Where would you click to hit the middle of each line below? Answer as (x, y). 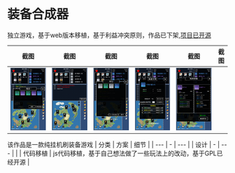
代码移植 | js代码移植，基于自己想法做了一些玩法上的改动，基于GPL (120, 153)
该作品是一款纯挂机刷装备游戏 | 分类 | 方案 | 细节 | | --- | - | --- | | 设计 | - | (114, 144)
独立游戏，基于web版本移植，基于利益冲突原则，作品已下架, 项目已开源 (109, 35)
